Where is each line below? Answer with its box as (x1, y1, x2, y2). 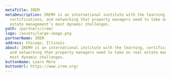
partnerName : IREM (5, 36, 44, 41)
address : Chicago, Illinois (5, 41, 65, 46)
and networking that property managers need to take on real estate (10, 50, 158, 55)
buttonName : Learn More (5, 59, 56, 64)
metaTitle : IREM (5, 7, 40, 13)
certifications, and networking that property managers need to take (10, 17, 160, 22)
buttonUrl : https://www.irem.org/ (5, 64, 79, 69)
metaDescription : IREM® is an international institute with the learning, (5, 12, 167, 17)
